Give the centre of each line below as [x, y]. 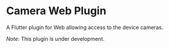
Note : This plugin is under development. [55, 39]
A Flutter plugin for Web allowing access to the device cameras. [85, 27]
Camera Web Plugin [56, 11]
